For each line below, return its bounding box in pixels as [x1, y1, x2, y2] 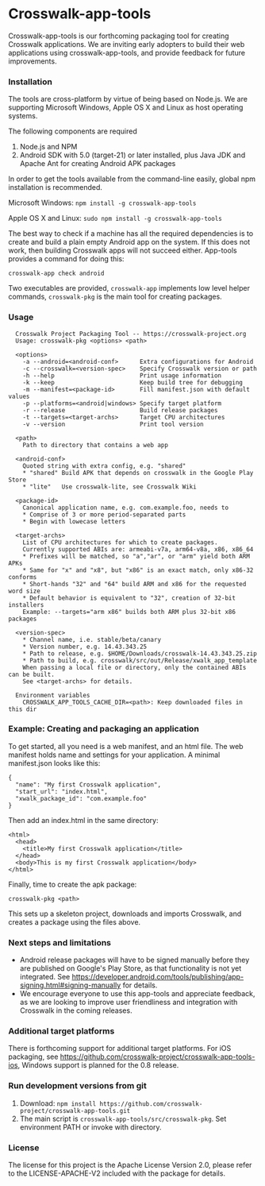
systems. [8, 111, 38, 121]
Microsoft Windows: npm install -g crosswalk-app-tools [8, 198, 197, 207]
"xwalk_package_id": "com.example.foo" [15, 794, 148, 802]
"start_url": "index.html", [15, 787, 109, 795]
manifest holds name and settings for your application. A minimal [8, 750, 221, 759]
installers [8, 601, 44, 608]
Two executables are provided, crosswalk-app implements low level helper [8, 284, 250, 293]
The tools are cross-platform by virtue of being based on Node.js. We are [8, 95, 248, 104]
